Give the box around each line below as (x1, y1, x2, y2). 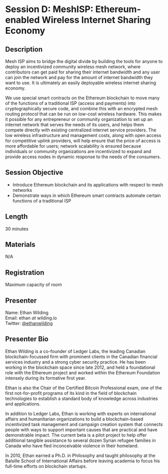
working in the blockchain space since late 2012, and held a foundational (5, 364, 155, 370)
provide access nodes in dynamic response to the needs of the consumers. (5, 154, 161, 160)
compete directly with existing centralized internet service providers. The (5, 127, 156, 133)
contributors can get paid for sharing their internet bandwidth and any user (5, 69, 160, 75)
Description (5, 45, 43, 53)
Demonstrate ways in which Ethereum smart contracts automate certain (12, 192, 161, 198)
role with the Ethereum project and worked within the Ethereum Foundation (5, 369, 160, 376)
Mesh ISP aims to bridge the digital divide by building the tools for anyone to (5, 58, 163, 64)
